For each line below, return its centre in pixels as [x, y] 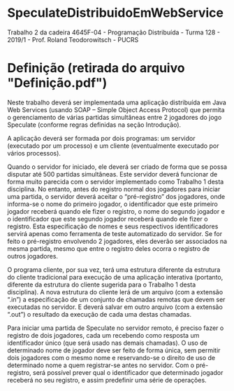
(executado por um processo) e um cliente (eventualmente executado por [113, 146]
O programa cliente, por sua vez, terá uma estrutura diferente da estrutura [114, 269]
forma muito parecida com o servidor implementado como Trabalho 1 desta [116, 181]
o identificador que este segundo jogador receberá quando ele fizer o [108, 219]
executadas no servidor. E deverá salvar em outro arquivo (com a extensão [115, 307]
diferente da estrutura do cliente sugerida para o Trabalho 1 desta [102, 284]
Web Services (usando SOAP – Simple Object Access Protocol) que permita [116, 109]
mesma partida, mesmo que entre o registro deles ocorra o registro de [109, 248]
